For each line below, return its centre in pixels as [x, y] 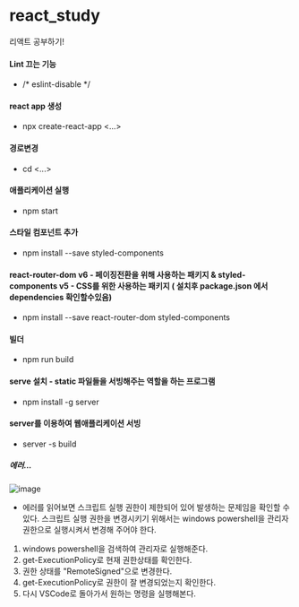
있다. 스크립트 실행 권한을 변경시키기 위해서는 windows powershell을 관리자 [155, 518]
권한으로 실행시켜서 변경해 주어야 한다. [89, 529]
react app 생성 [36, 106]
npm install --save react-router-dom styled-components [126, 317]
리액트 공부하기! [37, 41]
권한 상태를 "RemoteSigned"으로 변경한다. [97, 571]
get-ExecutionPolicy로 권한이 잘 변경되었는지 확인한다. [119, 582]
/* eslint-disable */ [56, 84]
